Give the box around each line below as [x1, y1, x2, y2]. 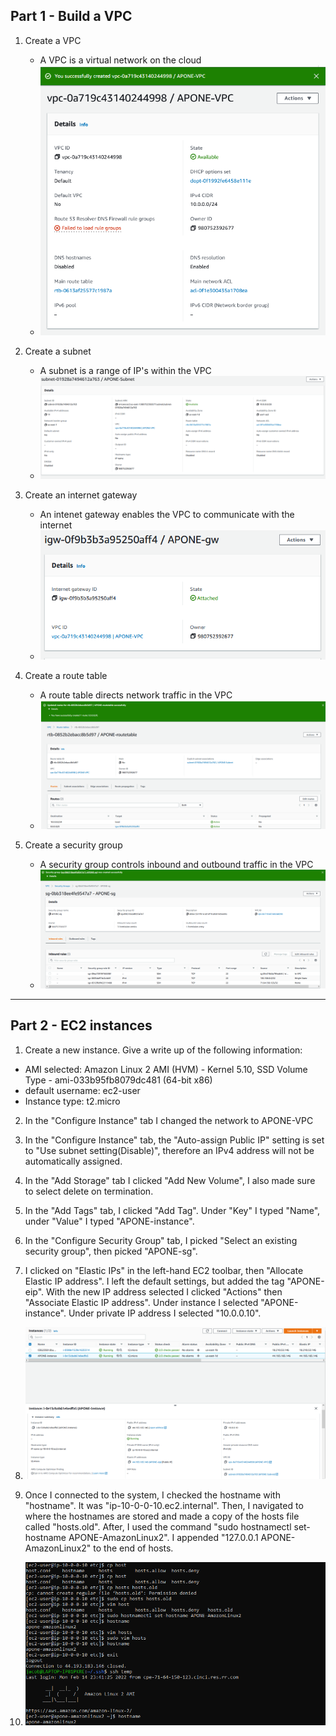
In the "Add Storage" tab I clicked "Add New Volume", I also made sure [24, 1174, 316, 1186]
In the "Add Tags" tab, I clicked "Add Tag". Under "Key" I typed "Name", [24, 1204, 321, 1216]
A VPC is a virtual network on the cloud [39, 54, 202, 66]
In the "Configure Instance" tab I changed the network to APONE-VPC [24, 1114, 314, 1126]
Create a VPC [24, 34, 82, 46]
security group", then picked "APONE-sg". [24, 1245, 198, 1257]
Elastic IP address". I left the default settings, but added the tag [24, 1275, 285, 1287]
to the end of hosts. [93, 1542, 174, 1554]
